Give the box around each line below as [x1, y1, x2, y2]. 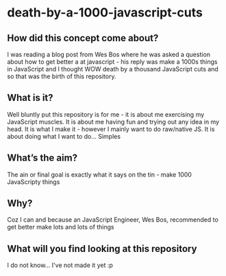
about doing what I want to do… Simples [7, 132, 121, 140]
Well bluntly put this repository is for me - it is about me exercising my [7, 110, 205, 118]
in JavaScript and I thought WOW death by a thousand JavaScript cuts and [7, 65, 219, 73]
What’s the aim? [7, 152, 77, 164]
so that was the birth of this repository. [7, 72, 116, 80]
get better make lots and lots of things [7, 223, 114, 231]
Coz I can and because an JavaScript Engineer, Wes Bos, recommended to [7, 216, 219, 224]
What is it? [7, 92, 53, 104]
